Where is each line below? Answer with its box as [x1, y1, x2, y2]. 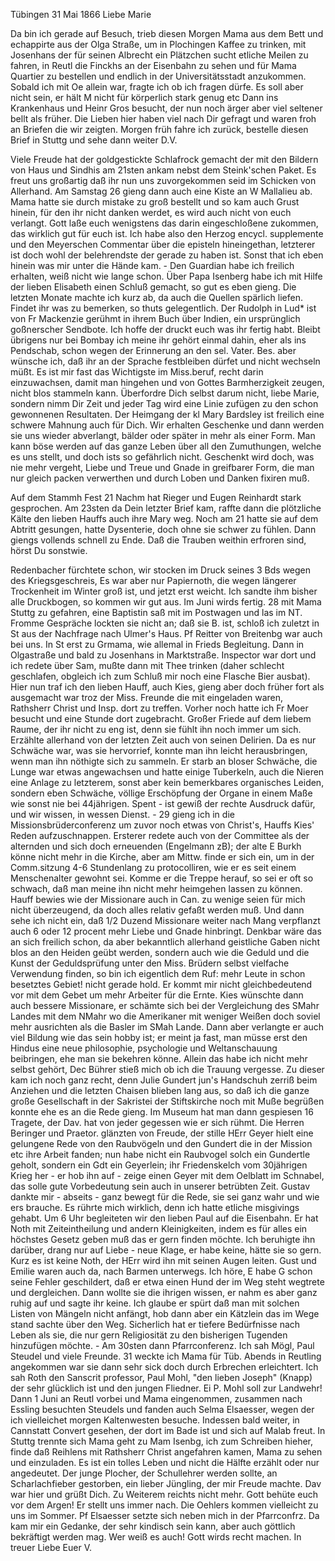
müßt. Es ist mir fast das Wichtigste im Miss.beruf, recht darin [10, 366, 264, 378]
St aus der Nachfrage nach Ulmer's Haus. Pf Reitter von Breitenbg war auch [10, 628, 323, 639]
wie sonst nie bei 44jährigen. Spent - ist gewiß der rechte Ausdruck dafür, [10, 798, 316, 809]
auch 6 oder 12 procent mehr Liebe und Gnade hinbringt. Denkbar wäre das [10, 925, 322, 937]
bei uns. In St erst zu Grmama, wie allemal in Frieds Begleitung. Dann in [10, 639, 305, 650]
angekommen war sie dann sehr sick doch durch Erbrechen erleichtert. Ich [10, 1361, 319, 1373]
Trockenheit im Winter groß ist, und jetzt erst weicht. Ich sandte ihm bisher [10, 585, 318, 597]
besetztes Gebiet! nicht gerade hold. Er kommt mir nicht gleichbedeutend [10, 979, 313, 990]
